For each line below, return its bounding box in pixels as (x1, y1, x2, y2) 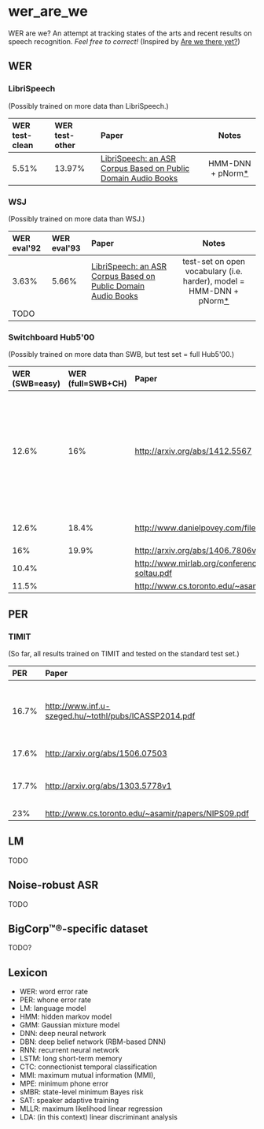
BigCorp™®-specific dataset (8, 922, 148, 935)
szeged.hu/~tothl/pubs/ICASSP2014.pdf (45, 710, 196, 721)
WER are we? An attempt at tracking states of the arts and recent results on (8, 28, 252, 38)
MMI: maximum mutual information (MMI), (19, 1071, 156, 1080)
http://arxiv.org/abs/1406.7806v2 (134, 545, 262, 556)
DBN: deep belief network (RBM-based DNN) (19, 1037, 167, 1046)
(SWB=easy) (12, 378, 61, 389)
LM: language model (19, 1004, 86, 1013)
